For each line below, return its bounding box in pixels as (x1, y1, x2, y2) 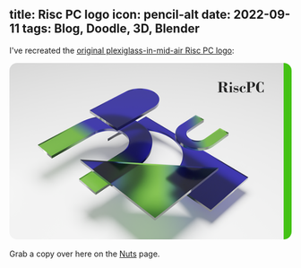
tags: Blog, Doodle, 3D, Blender (21, 22, 200, 37)
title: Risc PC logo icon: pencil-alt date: (9, 7, 231, 22)
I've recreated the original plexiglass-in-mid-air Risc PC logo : (9, 45, 235, 56)
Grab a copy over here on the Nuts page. (9, 248, 160, 259)
